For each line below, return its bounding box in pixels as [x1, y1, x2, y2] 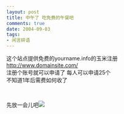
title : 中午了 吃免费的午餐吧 [6, 15, 75, 21]
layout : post [6, 9, 40, 15]
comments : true [6, 20, 45, 26]
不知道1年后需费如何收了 [6, 77, 68, 84]
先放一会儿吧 [6, 101, 38, 109]
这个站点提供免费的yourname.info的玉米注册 [6, 55, 118, 62]
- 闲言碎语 [6, 37, 31, 43]
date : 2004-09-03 [6, 26, 51, 32]
